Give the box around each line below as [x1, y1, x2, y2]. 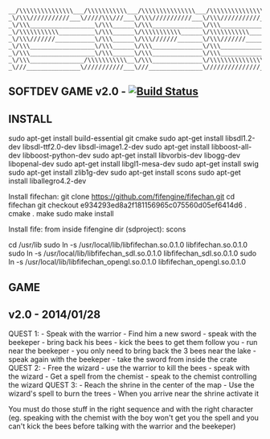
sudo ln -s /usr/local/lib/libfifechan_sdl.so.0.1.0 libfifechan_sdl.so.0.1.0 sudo [8, 248, 257, 258]
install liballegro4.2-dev [8, 176, 87, 186]
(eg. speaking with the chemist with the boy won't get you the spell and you [8, 413, 260, 423]
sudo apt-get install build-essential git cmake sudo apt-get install [8, 133, 223, 143]
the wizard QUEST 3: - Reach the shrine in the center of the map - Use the [8, 380, 255, 390]
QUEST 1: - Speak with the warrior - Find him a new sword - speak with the [8, 329, 257, 338]
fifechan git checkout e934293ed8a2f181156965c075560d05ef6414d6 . [8, 200, 247, 210]
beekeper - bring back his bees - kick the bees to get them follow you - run [8, 338, 258, 347]
